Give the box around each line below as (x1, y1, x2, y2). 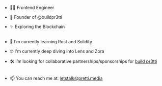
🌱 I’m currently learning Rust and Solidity (9, 39, 92, 44)
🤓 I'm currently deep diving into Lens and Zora (9, 48, 105, 54)
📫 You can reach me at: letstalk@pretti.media (9, 75, 103, 81)
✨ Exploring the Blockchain (9, 24, 65, 29)
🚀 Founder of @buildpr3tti (9, 14, 62, 20)
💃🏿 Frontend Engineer (9, 5, 54, 10)
